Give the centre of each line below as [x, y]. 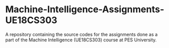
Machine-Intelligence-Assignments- [85, 9]
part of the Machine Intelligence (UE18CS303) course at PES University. [81, 40]
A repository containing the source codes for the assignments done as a [81, 34]
